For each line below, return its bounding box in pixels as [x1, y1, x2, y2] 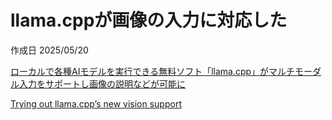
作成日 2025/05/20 [10, 44, 89, 56]
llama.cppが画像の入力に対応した [10, 9, 288, 32]
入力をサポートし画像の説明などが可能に [18, 77, 186, 90]
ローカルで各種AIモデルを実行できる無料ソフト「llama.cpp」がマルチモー [10, 65, 313, 77]
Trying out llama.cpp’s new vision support [10, 97, 182, 110]
